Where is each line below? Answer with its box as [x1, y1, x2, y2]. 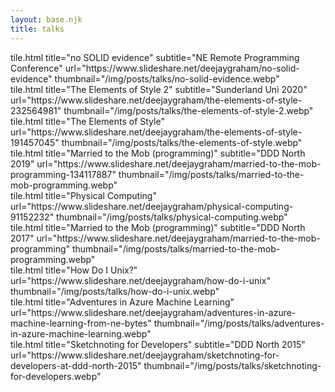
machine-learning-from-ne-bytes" [10, 317, 152, 329]
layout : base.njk [10, 14, 83, 25]
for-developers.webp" [10, 370, 102, 382]
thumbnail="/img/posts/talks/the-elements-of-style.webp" [61, 136, 303, 148]
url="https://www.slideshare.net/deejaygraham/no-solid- [64, 62, 300, 74]
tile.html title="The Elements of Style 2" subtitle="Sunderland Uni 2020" [10, 83, 308, 95]
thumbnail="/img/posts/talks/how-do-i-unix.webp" [10, 285, 220, 297]
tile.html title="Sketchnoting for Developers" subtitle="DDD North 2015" [10, 338, 306, 350]
